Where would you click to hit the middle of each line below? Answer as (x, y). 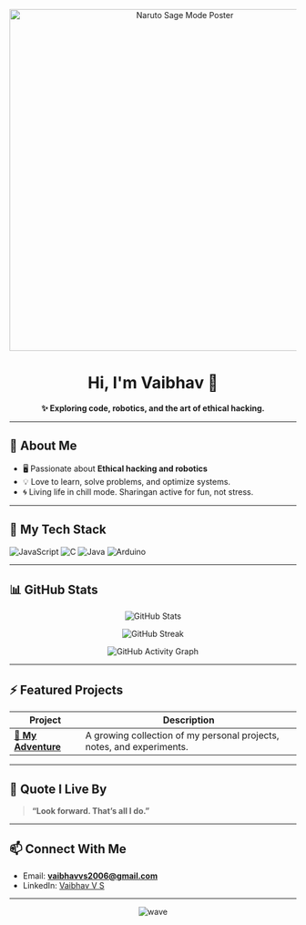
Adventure (38, 747)
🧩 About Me (43, 446)
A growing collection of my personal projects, (182, 735)
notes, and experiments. (137, 747)
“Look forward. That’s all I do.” (91, 811)
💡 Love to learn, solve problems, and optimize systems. (126, 481)
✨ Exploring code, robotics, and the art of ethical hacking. (153, 408)
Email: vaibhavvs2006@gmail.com (90, 876)
